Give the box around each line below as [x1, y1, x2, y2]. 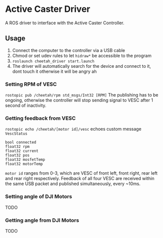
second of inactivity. [5, 102, 47, 108]
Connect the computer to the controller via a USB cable [12, 47, 125, 53]
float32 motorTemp [5, 162, 43, 167]
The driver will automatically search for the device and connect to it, [12, 63, 151, 69]
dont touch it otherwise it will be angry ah [12, 68, 97, 74]
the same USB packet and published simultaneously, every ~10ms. [5, 181, 141, 187]
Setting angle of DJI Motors [5, 193, 73, 200]
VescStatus [5, 131, 28, 137]
